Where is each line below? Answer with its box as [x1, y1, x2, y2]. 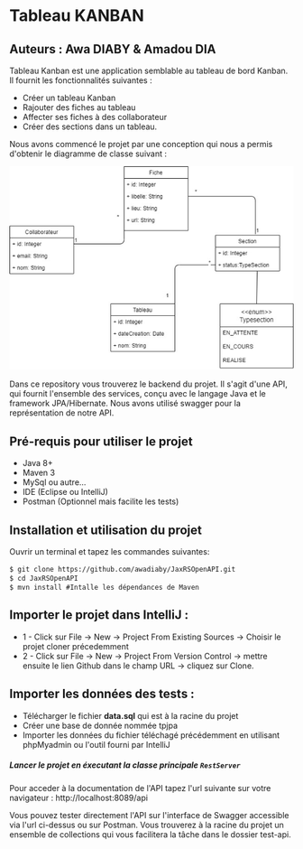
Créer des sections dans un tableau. [22, 121, 158, 132]
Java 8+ [22, 458, 53, 469]
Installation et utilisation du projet [9, 522, 203, 537]
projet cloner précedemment [22, 640, 129, 651]
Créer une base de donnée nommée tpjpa [22, 720, 179, 731]
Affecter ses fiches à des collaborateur [22, 112, 168, 122]
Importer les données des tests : [9, 686, 196, 702]
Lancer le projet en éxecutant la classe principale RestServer [9, 760, 241, 770]
